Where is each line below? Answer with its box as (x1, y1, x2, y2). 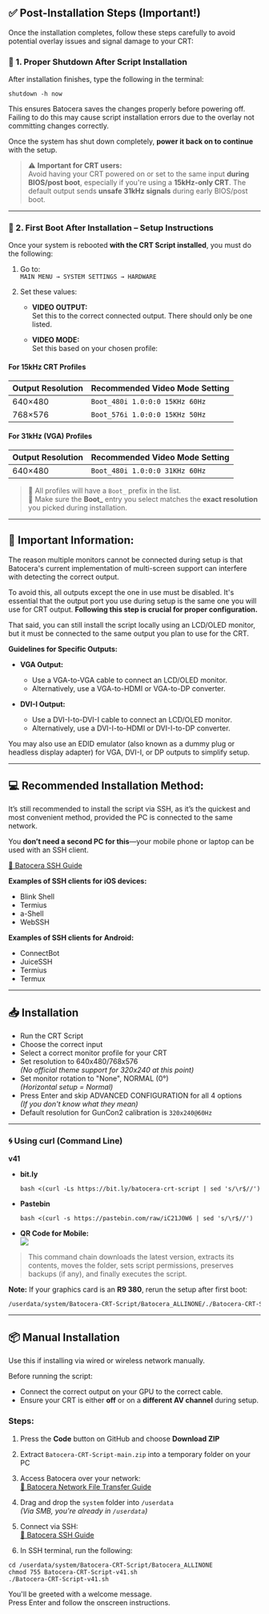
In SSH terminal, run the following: (19, 1545, 133, 1555)
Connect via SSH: (19, 1521, 78, 1531)
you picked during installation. (27, 503, 128, 512)
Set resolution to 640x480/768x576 (19, 1057, 139, 1066)
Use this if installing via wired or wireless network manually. (8, 1356, 206, 1365)
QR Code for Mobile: (19, 1228, 90, 1238)
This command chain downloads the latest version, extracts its (27, 1252, 235, 1261)
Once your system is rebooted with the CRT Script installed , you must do (8, 241, 252, 250)
